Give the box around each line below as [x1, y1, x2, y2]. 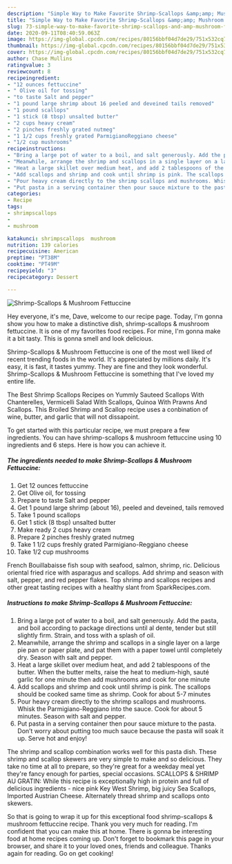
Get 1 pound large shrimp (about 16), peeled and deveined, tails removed [17, 503, 224, 512]
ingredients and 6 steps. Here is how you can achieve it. [7, 440, 167, 449]
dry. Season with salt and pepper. [17, 653, 113, 661]
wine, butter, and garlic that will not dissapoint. [7, 413, 140, 421]
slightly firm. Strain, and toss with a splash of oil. [17, 631, 155, 639]
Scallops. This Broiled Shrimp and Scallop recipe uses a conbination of [7, 405, 209, 413]
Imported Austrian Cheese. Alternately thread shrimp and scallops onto [7, 791, 210, 800]
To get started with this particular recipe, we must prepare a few [7, 426, 190, 434]
